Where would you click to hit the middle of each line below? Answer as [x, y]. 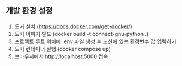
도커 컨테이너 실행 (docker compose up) [63, 49]
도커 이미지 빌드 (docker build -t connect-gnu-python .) [81, 34]
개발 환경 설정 [29, 11]
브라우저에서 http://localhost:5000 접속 [61, 56]
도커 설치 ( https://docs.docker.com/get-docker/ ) [73, 26]
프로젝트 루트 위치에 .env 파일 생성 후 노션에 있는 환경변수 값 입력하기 [95, 41]
